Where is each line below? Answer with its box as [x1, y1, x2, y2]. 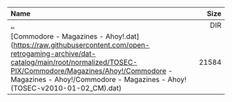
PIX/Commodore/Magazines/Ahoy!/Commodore [10, 66, 167, 75]
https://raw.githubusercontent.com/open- [13, 41, 150, 50]
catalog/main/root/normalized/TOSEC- [10, 58, 138, 67]
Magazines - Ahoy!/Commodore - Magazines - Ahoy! [10, 75, 187, 84]
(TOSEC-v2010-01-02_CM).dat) [10, 83, 122, 92]
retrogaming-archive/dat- [10, 49, 97, 58]
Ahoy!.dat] [105, 32, 139, 41]
